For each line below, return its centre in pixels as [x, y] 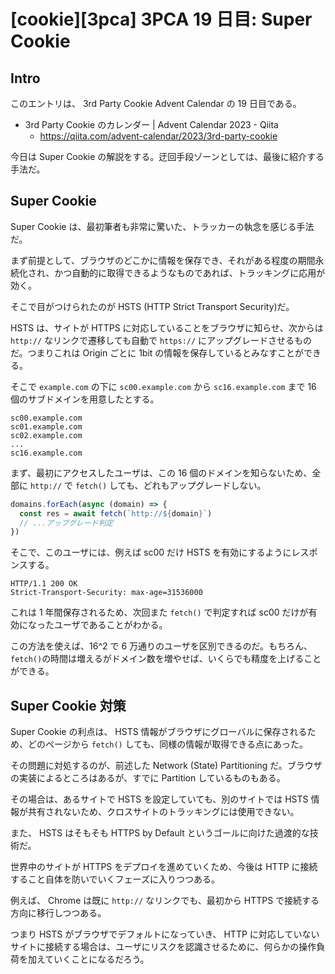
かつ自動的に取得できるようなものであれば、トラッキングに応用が [190, 272]
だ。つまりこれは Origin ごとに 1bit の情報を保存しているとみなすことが [157, 352]
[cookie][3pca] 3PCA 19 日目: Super [161, 19]
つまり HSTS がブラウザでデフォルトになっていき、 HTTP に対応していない [165, 934]
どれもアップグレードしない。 [205, 485]
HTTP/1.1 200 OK [44, 584]
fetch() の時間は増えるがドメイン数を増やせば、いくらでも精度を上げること [166, 659]
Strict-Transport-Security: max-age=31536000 [106, 593]
